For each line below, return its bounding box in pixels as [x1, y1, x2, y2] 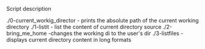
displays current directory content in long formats [6, 36, 132, 43]
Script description [6, 5, 51, 12]
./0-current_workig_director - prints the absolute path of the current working [6, 17, 199, 24]
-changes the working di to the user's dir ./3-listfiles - [48, 30, 184, 37]
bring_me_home [6, 30, 47, 37]
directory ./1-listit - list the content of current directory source [6, 24, 162, 30]
